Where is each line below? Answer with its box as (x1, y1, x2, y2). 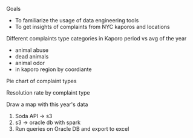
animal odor (15, 60, 45, 66)
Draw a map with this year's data (6, 101, 88, 108)
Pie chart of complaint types (6, 78, 77, 84)
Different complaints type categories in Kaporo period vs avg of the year (6, 35, 187, 42)
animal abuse (15, 46, 49, 54)
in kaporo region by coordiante (15, 66, 92, 73)
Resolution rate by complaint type (6, 89, 90, 96)
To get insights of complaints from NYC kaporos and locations (15, 24, 171, 30)
